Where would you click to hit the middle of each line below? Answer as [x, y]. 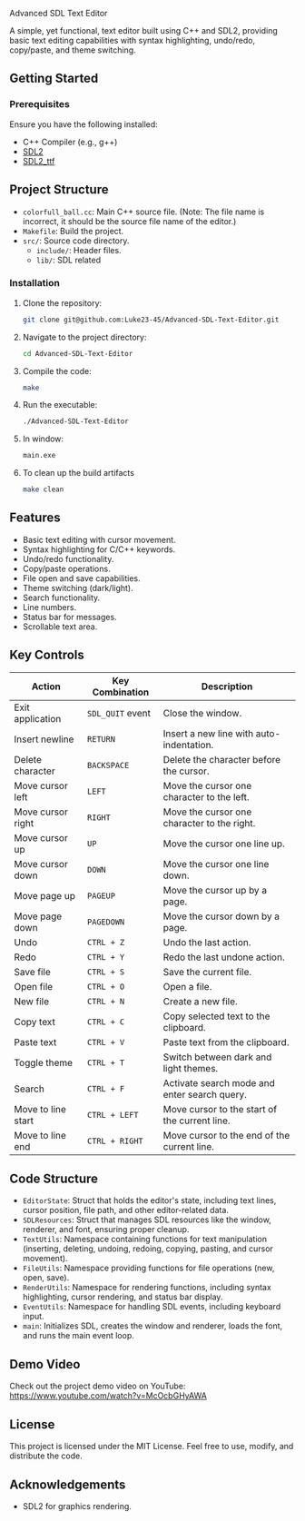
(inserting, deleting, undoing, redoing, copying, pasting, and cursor [148, 1249]
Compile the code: [57, 370]
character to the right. [209, 823]
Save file [33, 972]
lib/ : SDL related [69, 260]
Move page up [44, 895]
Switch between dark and [217, 1057]
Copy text [35, 1022]
